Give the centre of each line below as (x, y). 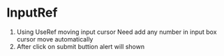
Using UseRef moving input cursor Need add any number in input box (117, 32)
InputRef (32, 13)
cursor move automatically (55, 39)
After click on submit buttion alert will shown (80, 46)
